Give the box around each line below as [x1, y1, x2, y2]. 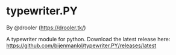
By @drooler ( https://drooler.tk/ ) [6, 24, 86, 31]
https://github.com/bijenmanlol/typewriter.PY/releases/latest [6, 42, 157, 49]
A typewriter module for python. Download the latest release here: [6, 35, 171, 42]
